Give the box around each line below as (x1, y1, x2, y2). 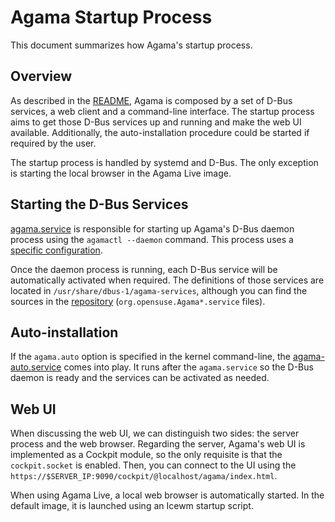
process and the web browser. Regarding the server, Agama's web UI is (10, 438, 306, 450)
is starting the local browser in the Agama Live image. (10, 167, 232, 179)
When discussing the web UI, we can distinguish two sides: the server (10, 427, 300, 440)
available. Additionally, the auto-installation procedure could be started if (10, 126, 310, 138)
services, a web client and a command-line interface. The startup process (10, 105, 315, 117)
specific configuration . (10, 244, 103, 256)
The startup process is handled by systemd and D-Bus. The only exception (10, 156, 319, 168)
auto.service (10, 361, 62, 373)
